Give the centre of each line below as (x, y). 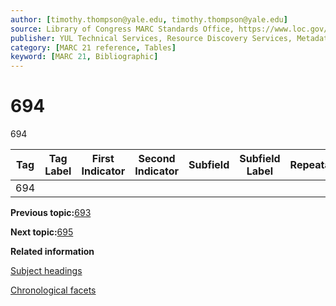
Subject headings (46, 271)
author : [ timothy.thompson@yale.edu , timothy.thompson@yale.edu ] (149, 19)
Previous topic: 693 (51, 213)
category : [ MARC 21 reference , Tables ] (93, 47)
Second (157, 159)
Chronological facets (53, 290)
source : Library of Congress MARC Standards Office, (122, 29)
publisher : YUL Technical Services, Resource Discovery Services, (151, 38)
